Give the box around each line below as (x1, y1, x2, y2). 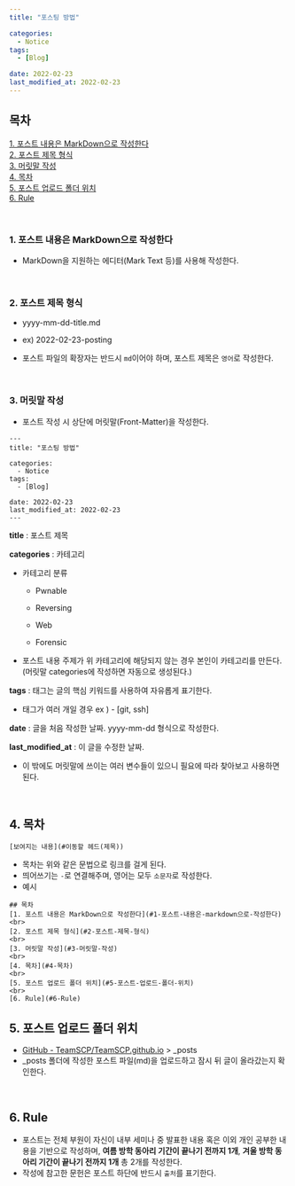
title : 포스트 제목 (9, 529, 69, 541)
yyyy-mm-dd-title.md (21, 317, 101, 328)
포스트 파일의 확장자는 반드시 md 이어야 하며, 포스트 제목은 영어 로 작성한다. (21, 353, 275, 363)
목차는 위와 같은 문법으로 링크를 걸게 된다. (21, 859, 167, 870)
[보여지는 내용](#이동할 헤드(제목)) (9, 843, 124, 852)
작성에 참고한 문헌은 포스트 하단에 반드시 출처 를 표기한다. (21, 1167, 217, 1179)
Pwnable (35, 585, 68, 596)
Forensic (35, 636, 67, 647)
